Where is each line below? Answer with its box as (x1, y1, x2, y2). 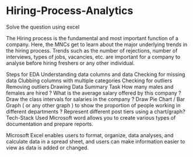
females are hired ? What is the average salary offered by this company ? (6, 89, 182, 96)
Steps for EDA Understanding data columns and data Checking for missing (6, 71, 185, 78)
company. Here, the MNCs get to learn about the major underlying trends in (6, 41, 188, 48)
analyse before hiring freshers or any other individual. (6, 60, 135, 67)
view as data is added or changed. (6, 144, 89, 151)
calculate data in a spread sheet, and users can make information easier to (6, 138, 185, 145)
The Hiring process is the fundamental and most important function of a (6, 34, 179, 41)
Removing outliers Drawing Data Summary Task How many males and (6, 83, 174, 90)
